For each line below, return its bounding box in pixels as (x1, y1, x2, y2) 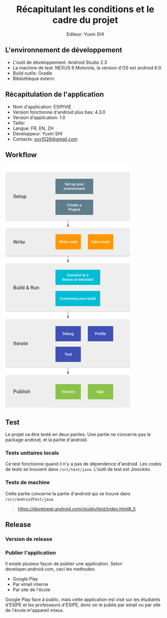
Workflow (5, 151, 37, 159)
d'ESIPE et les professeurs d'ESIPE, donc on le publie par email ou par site (5, 602, 161, 608)
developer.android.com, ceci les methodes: (5, 566, 96, 572)
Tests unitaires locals (5, 450, 59, 457)
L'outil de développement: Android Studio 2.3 (12, 59, 108, 65)
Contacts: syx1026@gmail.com (12, 136, 78, 142)
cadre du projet (52, 14, 118, 26)
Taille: (12, 120, 25, 126)
